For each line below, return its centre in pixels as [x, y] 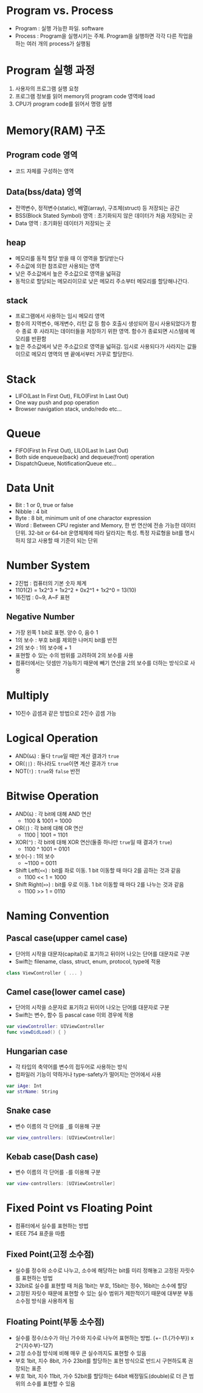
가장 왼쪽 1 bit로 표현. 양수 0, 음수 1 [57, 632]
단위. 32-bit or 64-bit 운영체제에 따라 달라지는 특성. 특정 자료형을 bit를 [99, 533]
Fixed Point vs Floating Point [80, 1208]
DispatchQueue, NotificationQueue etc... [66, 464]
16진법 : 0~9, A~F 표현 [42, 597]
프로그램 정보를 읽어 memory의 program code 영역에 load [85, 96]
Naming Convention [58, 916]
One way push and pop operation [57, 403]
